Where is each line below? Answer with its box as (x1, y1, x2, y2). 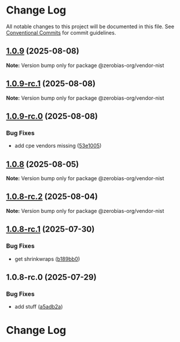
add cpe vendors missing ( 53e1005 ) (14, 142, 102, 150)
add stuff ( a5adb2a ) (14, 303, 63, 310)
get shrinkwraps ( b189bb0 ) (14, 255, 80, 262)
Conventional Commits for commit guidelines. (6, 29, 116, 36)
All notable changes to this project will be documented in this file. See (6, 23, 175, 30)
